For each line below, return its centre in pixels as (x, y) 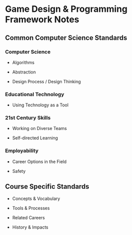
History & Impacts (30, 227)
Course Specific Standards (47, 186)
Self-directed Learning (35, 138)
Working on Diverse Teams (40, 129)
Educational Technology (35, 94)
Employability (22, 151)
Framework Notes (42, 19)
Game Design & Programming (66, 9)
